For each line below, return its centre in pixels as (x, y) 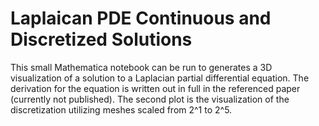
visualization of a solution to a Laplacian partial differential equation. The (160, 78)
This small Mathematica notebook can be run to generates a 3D (141, 67)
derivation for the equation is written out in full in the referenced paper (155, 88)
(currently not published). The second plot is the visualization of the (150, 99)
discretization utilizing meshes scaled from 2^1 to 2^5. (121, 109)
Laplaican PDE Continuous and (141, 18)
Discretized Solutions (101, 39)
